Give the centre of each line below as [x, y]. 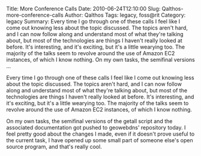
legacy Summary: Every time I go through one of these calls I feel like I [93, 21]
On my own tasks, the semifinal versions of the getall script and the [89, 121]
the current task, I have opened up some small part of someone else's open [100, 140]
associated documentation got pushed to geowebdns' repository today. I [96, 127]
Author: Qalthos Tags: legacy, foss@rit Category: [125, 15]
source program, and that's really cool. [54, 147]
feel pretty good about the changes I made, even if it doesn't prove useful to [100, 134]
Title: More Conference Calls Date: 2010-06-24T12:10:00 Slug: [83, 9]
